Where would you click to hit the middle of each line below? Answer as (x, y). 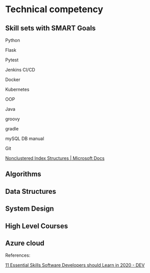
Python (13, 40)
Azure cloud (25, 243)
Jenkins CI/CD (20, 70)
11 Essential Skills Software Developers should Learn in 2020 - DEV (75, 265)
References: (18, 255)
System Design (30, 209)
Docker (13, 79)
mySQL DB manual (25, 139)
